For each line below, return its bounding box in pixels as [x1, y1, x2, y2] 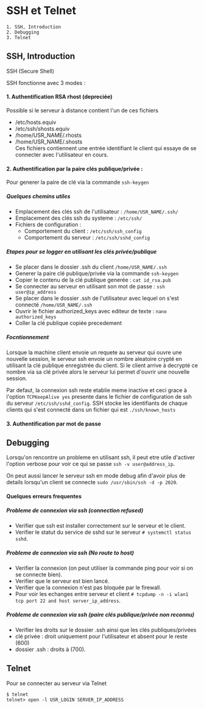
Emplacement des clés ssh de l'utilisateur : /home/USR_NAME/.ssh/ [15, 208, 178, 216]
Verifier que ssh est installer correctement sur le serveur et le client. [15, 522, 186, 529]
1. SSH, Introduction [6, 24, 62, 30]
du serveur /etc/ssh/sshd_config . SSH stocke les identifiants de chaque [6, 399, 188, 407]
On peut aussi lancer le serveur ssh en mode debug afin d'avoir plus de [6, 472, 186, 479]
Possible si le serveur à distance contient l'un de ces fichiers [6, 106, 158, 114]
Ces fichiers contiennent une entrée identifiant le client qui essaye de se [15, 144, 197, 151]
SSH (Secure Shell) [6, 67, 55, 75]
